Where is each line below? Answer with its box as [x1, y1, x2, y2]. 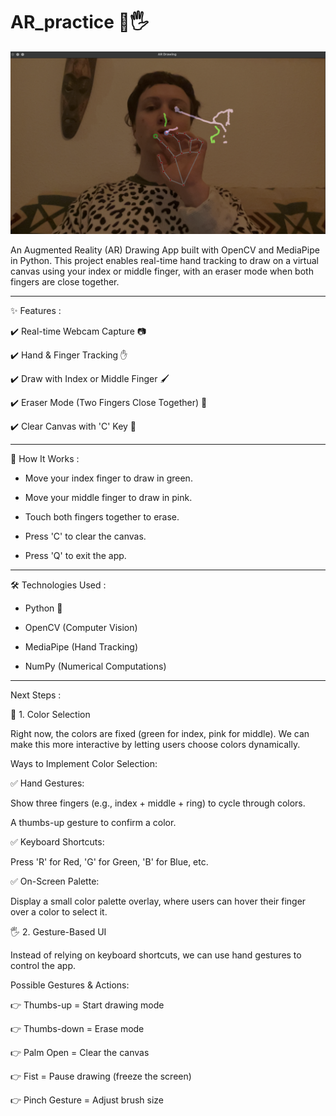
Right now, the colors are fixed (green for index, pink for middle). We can [10, 728, 310, 740]
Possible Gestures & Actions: [10, 979, 130, 991]
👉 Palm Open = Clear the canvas [10, 1047, 150, 1059]
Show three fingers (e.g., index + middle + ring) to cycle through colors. [10, 797, 306, 809]
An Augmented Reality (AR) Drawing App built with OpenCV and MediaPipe [10, 244, 320, 256]
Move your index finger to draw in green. [24, 472, 193, 484]
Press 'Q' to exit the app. [24, 550, 127, 562]
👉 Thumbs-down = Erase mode [10, 1023, 145, 1035]
